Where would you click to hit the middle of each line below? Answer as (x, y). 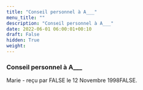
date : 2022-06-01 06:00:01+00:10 (49, 29)
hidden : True (23, 40)
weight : (16, 46)
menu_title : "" (26, 18)
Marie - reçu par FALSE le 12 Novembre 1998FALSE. (72, 80)
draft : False (23, 35)
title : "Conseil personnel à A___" (52, 12)
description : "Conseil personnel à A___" (60, 23)
